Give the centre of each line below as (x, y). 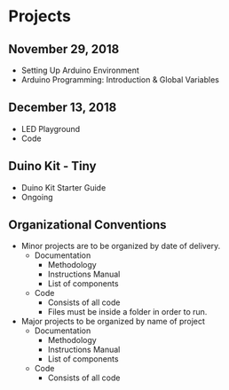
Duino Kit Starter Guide (63, 187)
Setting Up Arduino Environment (80, 70)
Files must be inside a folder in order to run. (127, 312)
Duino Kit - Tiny (52, 166)
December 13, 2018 (63, 108)
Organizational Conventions (87, 225)
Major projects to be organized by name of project (113, 322)
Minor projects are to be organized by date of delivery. (121, 246)
